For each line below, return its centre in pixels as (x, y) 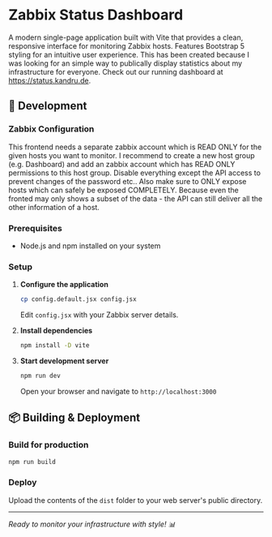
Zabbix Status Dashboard (96, 15)
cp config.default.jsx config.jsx (78, 299)
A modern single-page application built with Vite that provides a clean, (126, 37)
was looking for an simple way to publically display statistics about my (125, 63)
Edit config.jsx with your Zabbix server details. (99, 315)
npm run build (32, 462)
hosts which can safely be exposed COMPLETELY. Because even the (123, 190)
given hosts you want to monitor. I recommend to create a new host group (132, 155)
